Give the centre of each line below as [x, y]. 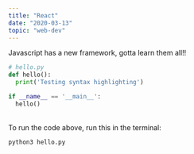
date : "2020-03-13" [41, 23]
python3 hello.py [37, 142]
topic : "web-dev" [37, 30]
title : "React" [33, 15]
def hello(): [30, 75]
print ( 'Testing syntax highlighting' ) [80, 83]
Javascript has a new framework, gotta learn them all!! [97, 53]
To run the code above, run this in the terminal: [85, 127]
